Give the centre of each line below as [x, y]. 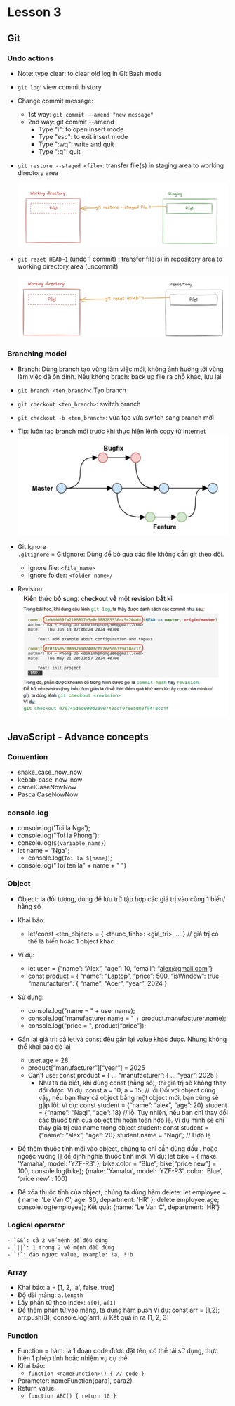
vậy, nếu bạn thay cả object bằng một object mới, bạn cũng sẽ [128, 1097]
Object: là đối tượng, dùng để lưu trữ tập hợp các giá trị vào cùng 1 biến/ [121, 899]
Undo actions [31, 58]
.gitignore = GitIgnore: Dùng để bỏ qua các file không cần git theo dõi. [121, 554]
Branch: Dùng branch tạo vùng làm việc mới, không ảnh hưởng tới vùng [120, 369]
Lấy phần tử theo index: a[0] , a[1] [67, 1303]
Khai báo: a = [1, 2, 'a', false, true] [66, 1288]
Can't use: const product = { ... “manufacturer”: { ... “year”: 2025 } [123, 1075]
